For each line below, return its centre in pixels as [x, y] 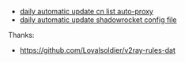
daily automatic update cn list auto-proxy [87, 11]
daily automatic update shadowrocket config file [98, 20]
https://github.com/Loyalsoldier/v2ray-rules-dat [98, 50]
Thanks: [21, 35]
